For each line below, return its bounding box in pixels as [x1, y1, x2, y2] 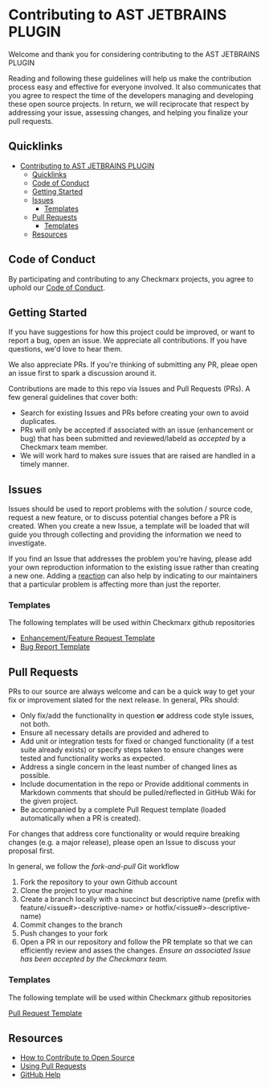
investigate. [8, 538, 47, 548]
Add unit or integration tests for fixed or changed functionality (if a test [19, 736, 255, 746]
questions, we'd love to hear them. [8, 344, 123, 354]
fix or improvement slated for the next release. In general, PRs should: [8, 695, 239, 705]
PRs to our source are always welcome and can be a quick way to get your [8, 686, 255, 697]
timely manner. [19, 459, 70, 469]
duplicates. [19, 417, 58, 426]
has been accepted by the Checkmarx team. [19, 954, 169, 964]
